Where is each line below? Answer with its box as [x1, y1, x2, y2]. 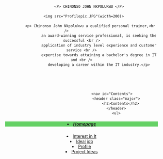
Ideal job [76, 138, 94, 144]
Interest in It [72, 133, 97, 139]
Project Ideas [71, 148, 98, 154]
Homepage [73, 121, 96, 127]
